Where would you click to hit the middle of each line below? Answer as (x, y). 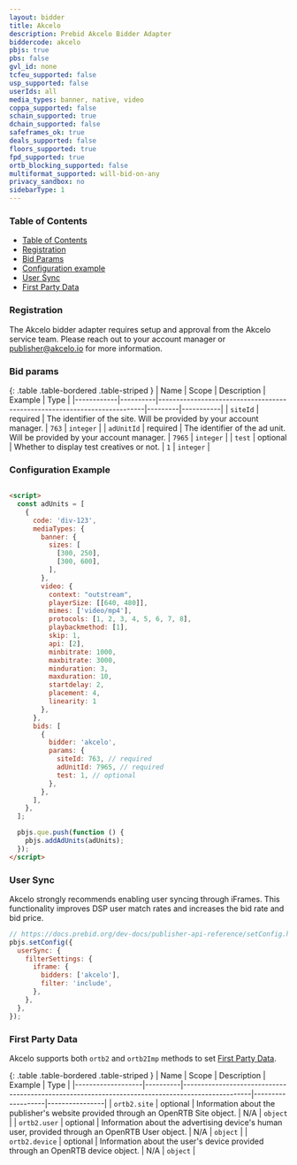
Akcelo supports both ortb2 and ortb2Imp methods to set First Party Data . (143, 1058)
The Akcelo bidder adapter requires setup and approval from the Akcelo (140, 329)
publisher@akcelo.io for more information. (86, 348)
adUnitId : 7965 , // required (110, 767)
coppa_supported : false (53, 108)
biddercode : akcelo (45, 42)
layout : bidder (37, 17)
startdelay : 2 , (76, 685)
